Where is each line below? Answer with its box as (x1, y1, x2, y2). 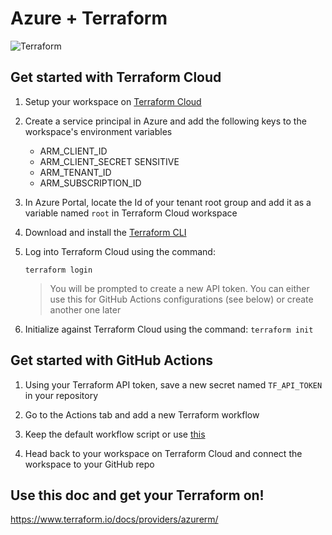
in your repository (24, 389, 99, 401)
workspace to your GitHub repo (24, 458, 155, 470)
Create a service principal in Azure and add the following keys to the (24, 115, 307, 127)
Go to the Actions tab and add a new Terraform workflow (24, 408, 260, 421)
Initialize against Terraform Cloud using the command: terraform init (24, 323, 314, 335)
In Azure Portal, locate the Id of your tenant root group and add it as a (24, 196, 312, 208)
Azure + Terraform (10, 7, 168, 30)
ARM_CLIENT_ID (39, 145, 108, 157)
